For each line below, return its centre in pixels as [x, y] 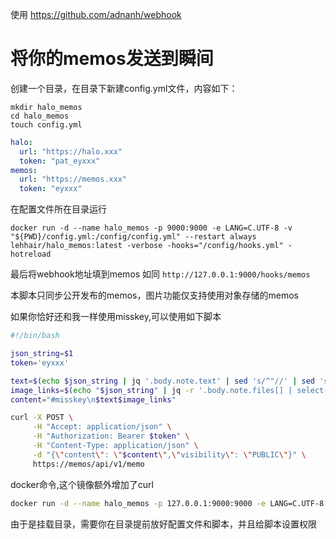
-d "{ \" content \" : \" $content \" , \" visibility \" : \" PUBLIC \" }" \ [169, 454]
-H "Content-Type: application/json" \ [115, 446]
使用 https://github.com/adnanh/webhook [96, 14]
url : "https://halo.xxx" [71, 151]
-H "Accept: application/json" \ [102, 427]
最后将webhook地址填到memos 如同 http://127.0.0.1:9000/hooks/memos [160, 274]
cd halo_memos [40, 116]
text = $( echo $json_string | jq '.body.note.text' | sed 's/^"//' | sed [163, 381]
